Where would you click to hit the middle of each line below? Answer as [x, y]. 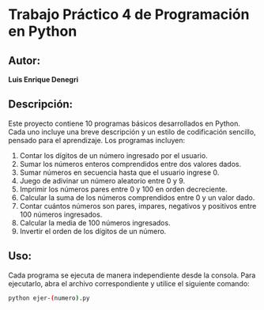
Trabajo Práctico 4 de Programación [129, 15]
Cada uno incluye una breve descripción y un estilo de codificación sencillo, [132, 131]
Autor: [25, 60]
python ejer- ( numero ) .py [49, 298]
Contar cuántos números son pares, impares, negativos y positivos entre [138, 206]
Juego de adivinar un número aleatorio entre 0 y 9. [102, 180]
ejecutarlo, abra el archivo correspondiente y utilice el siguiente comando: [129, 283]
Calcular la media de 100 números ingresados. [95, 222]
